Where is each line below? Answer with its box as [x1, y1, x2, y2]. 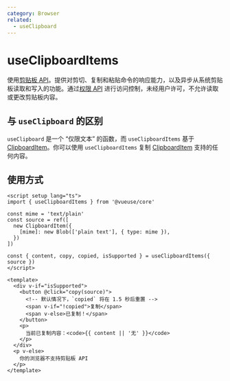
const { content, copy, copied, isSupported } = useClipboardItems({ [7, 252, 211, 259]
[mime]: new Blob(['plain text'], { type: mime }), [19, 228, 170, 235]
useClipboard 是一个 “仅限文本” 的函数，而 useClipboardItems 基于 [7, 135, 194, 143]
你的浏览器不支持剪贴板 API [19, 355, 89, 362]
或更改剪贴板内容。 [7, 93, 62, 102]
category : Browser [7, 10, 60, 17]
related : [7, 16, 32, 23]
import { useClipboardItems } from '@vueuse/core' [7, 198, 155, 205]
